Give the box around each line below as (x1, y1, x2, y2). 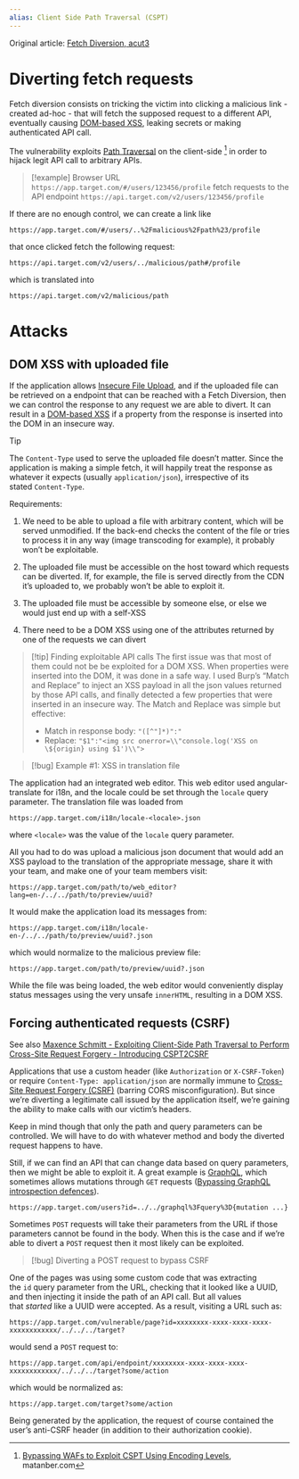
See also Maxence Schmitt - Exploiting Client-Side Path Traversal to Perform (9, 1039, 290, 1050)
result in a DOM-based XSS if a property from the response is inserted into (9, 409, 283, 420)
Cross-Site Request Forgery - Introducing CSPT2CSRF (9, 1049, 209, 1059)
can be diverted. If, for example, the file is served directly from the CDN (21, 571, 285, 582)
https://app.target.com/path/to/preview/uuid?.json (9, 965, 205, 974)
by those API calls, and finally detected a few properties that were (30, 689, 273, 701)
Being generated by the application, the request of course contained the (9, 1416, 274, 1426)
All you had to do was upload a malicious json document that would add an (9, 847, 284, 858)
